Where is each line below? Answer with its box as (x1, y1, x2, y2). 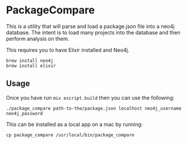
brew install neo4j (6, 58, 54, 64)
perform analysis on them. (6, 35, 70, 42)
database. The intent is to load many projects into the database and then (6, 29, 181, 36)
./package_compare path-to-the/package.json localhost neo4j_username (6, 106, 182, 111)
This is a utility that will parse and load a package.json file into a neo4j (6, 23, 175, 30)
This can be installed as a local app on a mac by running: (6, 121, 143, 128)
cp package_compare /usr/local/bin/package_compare (6, 132, 134, 138)
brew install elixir (6, 62, 57, 69)
